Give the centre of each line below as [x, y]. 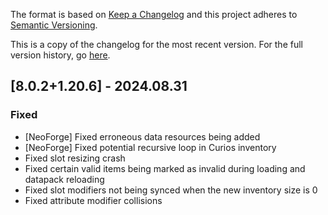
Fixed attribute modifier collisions [93, 200]
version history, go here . [60, 55]
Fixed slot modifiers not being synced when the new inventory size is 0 [171, 190]
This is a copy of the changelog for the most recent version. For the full [156, 44]
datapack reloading [64, 179]
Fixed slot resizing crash [75, 158]
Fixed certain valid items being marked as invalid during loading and [165, 168]
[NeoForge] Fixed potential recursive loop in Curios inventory [150, 147]
